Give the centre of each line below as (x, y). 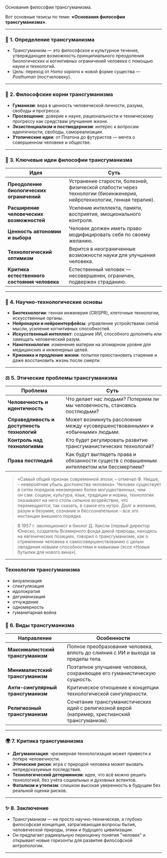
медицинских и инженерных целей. (50, 350)
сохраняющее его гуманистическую (111, 673)
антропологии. (28, 846)
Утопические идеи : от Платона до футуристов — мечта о (74, 137)
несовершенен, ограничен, (102, 276)
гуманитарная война (34, 612)
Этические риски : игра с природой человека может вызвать (78, 764)
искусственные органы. (38, 318)
